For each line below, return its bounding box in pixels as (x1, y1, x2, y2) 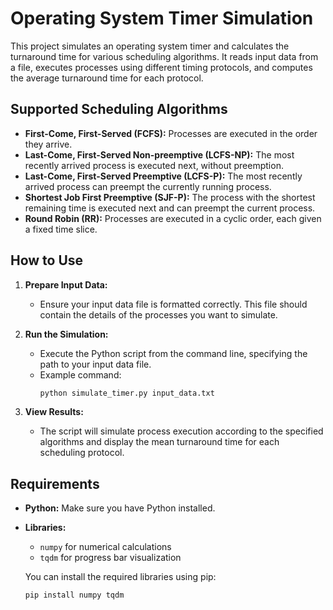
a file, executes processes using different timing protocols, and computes (10, 61, 313, 73)
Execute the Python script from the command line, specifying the (39, 347, 308, 359)
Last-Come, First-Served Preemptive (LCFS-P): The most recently (24, 170, 303, 182)
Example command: (39, 368, 122, 381)
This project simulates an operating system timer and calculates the (10, 40, 290, 52)
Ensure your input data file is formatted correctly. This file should (39, 298, 308, 310)
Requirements (10, 475, 100, 492)
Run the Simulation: (24, 328, 109, 340)
